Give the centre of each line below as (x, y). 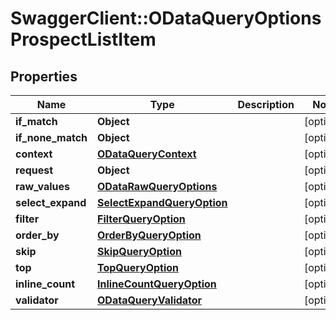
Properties (44, 76)
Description (266, 104)
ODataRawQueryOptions (157, 186)
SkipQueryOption (139, 251)
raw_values (43, 186)
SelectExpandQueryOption (162, 202)
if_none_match (51, 137)
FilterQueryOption (141, 219)
